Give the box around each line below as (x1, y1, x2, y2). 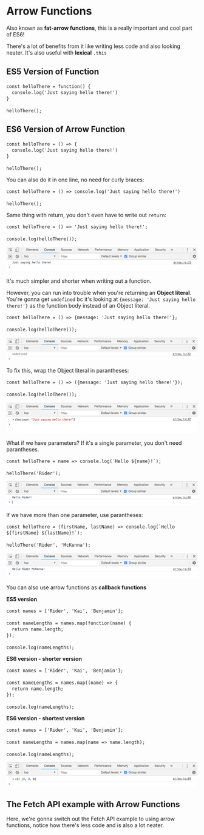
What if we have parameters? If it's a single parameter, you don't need (6, 439, 182, 447)
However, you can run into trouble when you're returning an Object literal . (6, 289, 192, 296)
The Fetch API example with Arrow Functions (6, 799, 180, 810)
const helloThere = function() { (6, 83, 91, 89)
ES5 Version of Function (6, 67, 100, 77)
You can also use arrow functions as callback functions (6, 584, 147, 591)
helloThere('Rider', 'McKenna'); (6, 542, 91, 549)
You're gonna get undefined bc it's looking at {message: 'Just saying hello (6, 296, 196, 303)
